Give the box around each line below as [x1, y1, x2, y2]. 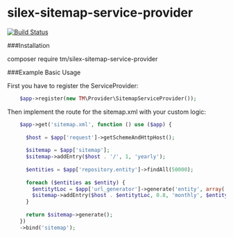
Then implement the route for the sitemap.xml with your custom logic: [7, 108, 207, 116]
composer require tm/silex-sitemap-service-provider [7, 54, 158, 63]
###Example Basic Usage [7, 68, 81, 76]
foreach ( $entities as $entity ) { [25, 179, 126, 186]
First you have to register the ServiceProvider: [7, 81, 139, 90]
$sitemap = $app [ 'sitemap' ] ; [25, 147, 110, 154]
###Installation [7, 41, 50, 49]
